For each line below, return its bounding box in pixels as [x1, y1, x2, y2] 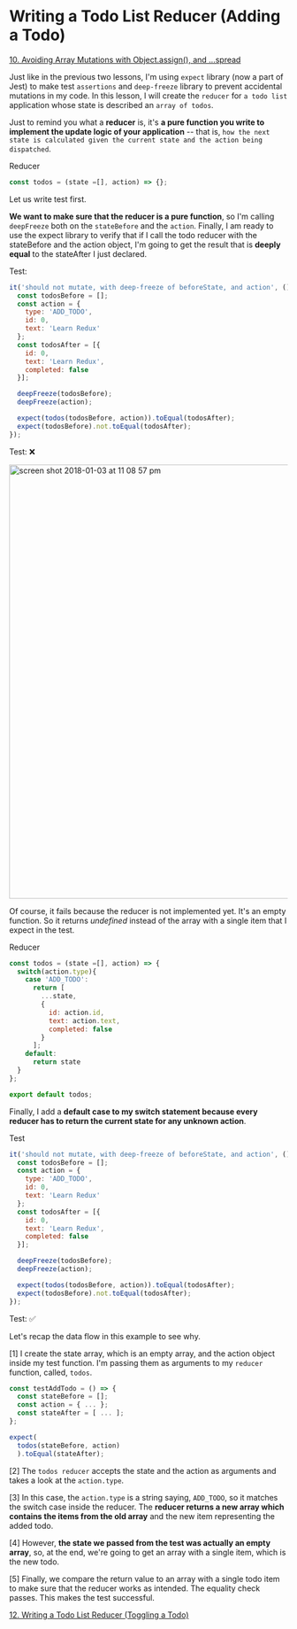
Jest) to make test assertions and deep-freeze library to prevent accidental [9, 81, 283, 91]
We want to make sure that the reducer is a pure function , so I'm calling [9, 211, 275, 221]
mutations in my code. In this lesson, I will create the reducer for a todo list [9, 90, 288, 101]
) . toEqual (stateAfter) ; [17, 1449, 104, 1458]
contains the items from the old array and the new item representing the [9, 1510, 276, 1521]
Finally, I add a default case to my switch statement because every [9, 1105, 258, 1117]
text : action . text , [48, 1016, 121, 1025]
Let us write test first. [9, 193, 87, 205]
